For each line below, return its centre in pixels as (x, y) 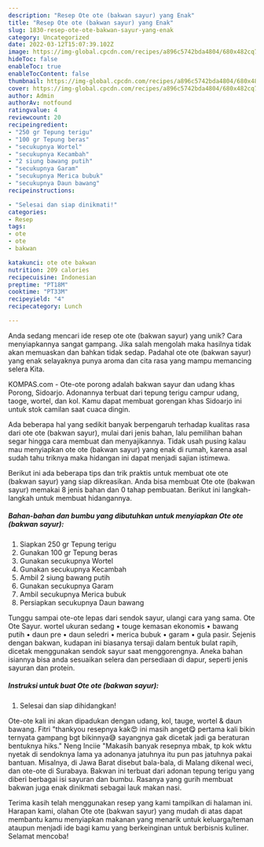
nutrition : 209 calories (49, 270)
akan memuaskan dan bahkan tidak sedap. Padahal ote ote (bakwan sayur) (130, 352)
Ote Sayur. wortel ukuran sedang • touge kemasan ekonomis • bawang (123, 626)
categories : (27, 212)
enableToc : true (35, 67)
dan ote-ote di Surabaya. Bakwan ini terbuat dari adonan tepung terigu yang (132, 771)
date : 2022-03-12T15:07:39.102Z (61, 45)
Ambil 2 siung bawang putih (65, 577)
